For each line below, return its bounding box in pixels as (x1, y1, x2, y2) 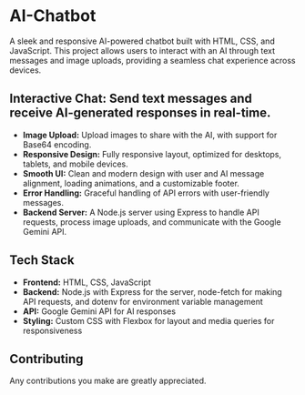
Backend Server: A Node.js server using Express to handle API (22, 207, 259, 218)
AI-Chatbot (9, 5, 97, 26)
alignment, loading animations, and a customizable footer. (22, 177, 239, 188)
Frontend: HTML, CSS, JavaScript (22, 277, 152, 288)
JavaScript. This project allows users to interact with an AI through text (9, 45, 276, 56)
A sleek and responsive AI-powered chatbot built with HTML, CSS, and (9, 35, 275, 46)
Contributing (9, 351, 84, 367)
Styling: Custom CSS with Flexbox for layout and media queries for (22, 315, 275, 326)
